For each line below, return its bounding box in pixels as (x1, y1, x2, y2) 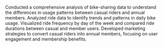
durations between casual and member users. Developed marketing (5, 25, 145, 31)
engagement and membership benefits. (5, 36, 87, 42)
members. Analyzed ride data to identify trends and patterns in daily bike (5, 15, 156, 20)
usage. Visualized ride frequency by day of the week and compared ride (5, 20, 154, 26)
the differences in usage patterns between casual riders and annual (5, 9, 145, 15)
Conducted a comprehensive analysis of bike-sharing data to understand (5, 4, 156, 10)
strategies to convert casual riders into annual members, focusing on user (5, 31, 158, 36)
